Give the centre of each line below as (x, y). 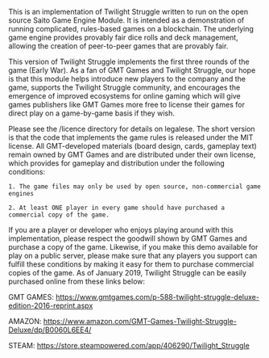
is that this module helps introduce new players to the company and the (127, 79)
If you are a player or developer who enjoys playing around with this (121, 230)
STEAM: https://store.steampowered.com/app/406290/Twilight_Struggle (129, 345)
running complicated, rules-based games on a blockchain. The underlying (131, 29)
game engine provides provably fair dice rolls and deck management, (124, 37)
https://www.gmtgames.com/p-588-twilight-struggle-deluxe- (157, 297)
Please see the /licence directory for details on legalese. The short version (132, 129)
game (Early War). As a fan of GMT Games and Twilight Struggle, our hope (132, 70)
